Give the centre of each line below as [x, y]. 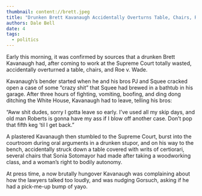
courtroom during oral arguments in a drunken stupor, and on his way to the [100, 143]
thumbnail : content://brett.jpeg [48, 12]
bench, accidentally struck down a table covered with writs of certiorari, [95, 149]
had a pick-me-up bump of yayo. [47, 186]
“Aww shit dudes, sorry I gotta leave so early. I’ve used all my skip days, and [101, 112]
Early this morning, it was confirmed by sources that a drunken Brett [91, 57]
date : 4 [16, 29]
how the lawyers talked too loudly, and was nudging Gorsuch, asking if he [98, 180]
